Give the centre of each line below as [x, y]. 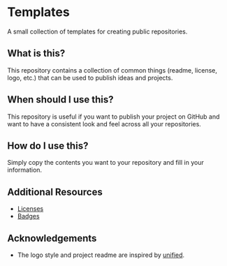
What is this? [36, 53]
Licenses [30, 209]
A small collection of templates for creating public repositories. [97, 31]
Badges [28, 216]
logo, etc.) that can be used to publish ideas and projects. [90, 77]
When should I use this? [60, 99]
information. [25, 170]
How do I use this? [48, 146]
